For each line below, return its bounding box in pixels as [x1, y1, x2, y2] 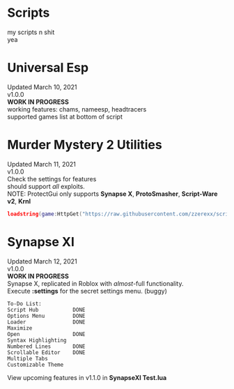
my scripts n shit [7, 28, 55, 36]
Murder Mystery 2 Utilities [7, 137, 162, 153]
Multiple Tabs [7, 355, 49, 362]
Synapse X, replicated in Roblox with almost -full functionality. [7, 279, 184, 287]
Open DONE [7, 330, 86, 337]
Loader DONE [7, 319, 86, 326]
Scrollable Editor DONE [7, 349, 86, 356]
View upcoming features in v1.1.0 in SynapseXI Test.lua [7, 373, 167, 381]
